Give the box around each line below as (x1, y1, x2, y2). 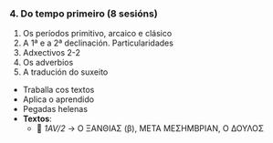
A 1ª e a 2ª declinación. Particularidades (22, 37, 173, 48)
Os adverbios (22, 57, 74, 68)
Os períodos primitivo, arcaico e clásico (22, 28, 173, 39)
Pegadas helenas (22, 104, 89, 115)
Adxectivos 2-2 (22, 47, 80, 58)
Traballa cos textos (22, 85, 95, 96)
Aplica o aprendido (22, 94, 94, 105)
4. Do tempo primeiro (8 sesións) (9, 7, 158, 20)
